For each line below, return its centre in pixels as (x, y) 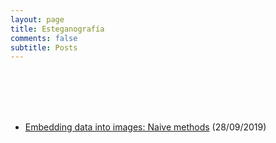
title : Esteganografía (57, 29)
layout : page (37, 19)
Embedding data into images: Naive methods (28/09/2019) (145, 127)
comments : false (44, 38)
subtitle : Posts (44, 47)
